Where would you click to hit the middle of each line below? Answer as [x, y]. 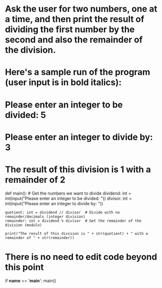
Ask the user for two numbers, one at [81, 9]
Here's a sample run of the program [78, 72]
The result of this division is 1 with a [78, 169]
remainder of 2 [35, 180]
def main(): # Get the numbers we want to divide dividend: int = [68, 193]
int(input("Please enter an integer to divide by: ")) [54, 203]
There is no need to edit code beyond [81, 257]
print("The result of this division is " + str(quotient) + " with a [77, 233]
